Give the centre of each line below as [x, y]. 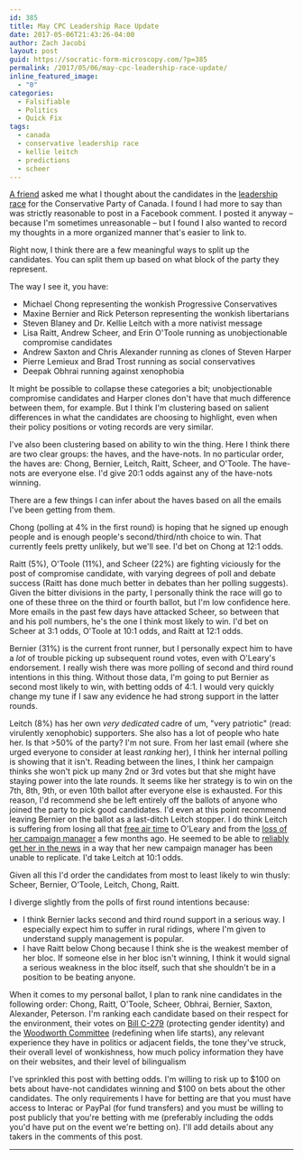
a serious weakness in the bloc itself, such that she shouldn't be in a [149, 968]
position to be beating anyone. [79, 977]
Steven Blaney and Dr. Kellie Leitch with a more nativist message [142, 323]
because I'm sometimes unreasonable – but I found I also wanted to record [148, 223]
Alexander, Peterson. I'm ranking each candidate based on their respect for [149, 1014]
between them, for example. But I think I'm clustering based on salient [139, 408]
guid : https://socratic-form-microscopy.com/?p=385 [108, 60]
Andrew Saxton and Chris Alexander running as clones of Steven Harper [156, 352]
